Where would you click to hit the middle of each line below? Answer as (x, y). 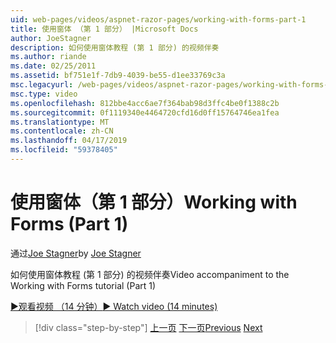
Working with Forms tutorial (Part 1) (83, 285)
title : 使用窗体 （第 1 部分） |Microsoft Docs (104, 29)
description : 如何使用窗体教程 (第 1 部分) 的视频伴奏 (115, 47)
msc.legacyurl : (42, 85)
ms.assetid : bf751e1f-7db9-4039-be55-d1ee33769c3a (118, 76)
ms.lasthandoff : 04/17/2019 (69, 141)
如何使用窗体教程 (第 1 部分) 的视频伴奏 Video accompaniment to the (150, 274)
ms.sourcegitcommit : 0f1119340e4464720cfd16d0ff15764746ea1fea (145, 112)
